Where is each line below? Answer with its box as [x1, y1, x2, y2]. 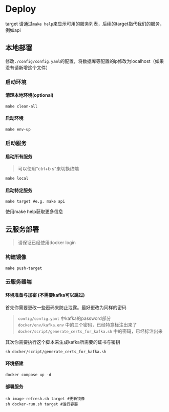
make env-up [5, 127, 31, 132]
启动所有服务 [5, 153, 32, 159]
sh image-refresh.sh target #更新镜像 [5, 396, 86, 402]
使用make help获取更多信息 [5, 208, 63, 215]
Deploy [5, 3, 36, 15]
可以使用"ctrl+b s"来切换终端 [17, 166, 79, 172]
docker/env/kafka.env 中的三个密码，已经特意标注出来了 [17, 321, 137, 328]
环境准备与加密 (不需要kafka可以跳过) [5, 292, 85, 298]
